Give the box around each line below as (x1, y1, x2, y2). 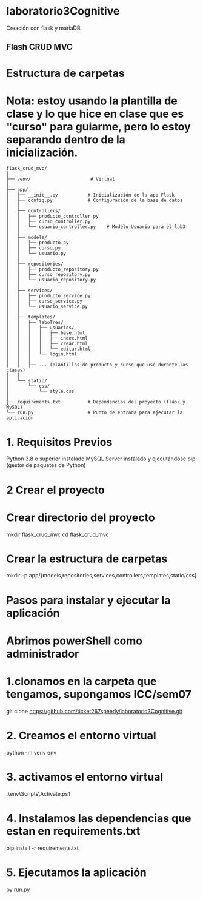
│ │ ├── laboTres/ (6, 320, 64, 326)
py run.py (6, 886, 30, 893)
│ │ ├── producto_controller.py (6, 214, 99, 220)
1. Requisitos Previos (6, 435, 113, 449)
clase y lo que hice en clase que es (6, 107, 184, 121)
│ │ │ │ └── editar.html (6, 346, 91, 352)
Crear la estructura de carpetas (6, 552, 168, 565)
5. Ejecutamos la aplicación (6, 866, 147, 879)
